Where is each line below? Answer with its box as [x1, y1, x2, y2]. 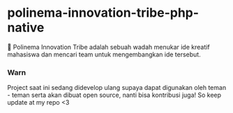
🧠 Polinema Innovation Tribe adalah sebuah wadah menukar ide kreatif [7, 43, 211, 51]
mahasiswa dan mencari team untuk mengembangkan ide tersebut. [7, 50, 201, 59]
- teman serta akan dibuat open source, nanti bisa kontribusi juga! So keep [7, 91, 222, 99]
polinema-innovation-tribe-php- [7, 5, 200, 21]
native [7, 20, 45, 36]
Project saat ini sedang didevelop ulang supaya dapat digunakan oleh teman [7, 84, 227, 92]
